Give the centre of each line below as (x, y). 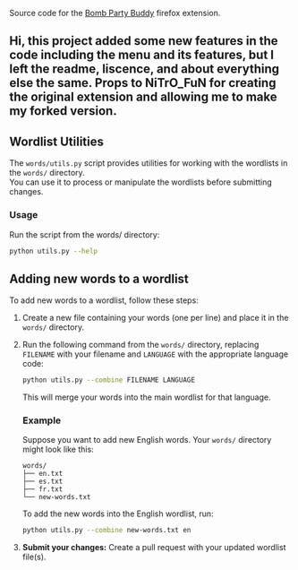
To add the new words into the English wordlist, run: (118, 514)
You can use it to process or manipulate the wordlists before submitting (141, 182)
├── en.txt (43, 474)
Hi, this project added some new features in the (144, 41)
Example (42, 420)
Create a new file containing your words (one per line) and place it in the (155, 318)
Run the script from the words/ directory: (85, 234)
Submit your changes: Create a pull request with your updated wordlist (154, 548)
